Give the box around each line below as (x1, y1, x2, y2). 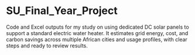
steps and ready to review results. (6, 42, 88, 49)
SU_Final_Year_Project (6, 4, 118, 18)
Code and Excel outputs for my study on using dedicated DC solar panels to (6, 23, 189, 30)
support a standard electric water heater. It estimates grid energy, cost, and (6, 29, 189, 36)
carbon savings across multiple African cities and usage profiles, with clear (6, 36, 187, 43)
